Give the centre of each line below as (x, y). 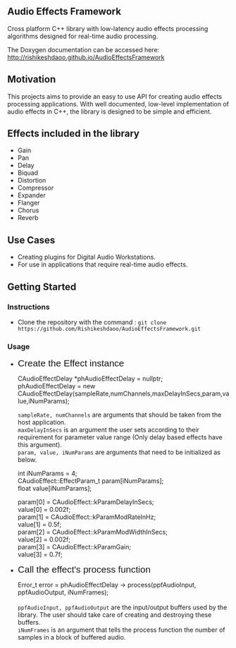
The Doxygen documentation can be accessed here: (83, 49)
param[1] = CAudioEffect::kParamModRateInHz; (87, 517)
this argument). (39, 445)
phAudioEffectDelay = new (56, 386)
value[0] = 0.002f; (44, 510)
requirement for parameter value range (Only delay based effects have (120, 437)
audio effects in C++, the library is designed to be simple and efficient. (110, 111)
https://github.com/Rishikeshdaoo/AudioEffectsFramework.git (109, 329)
